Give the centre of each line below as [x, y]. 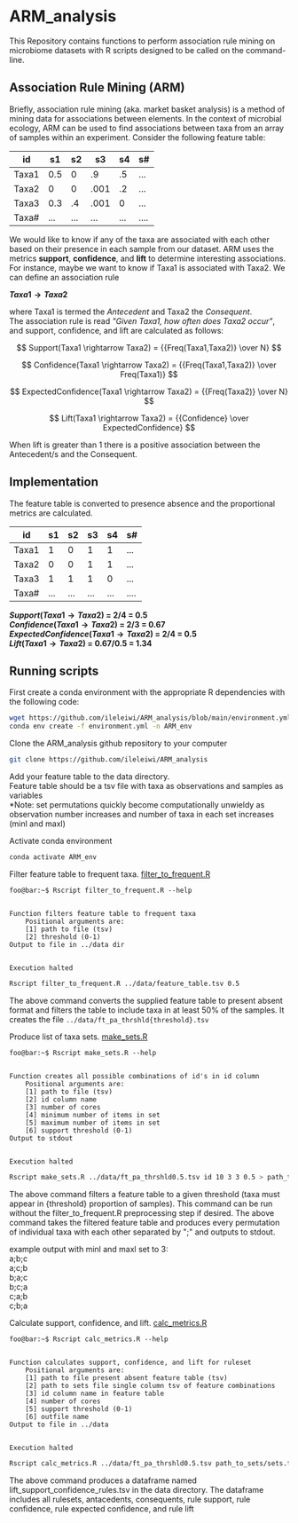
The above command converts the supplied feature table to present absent [146, 1000]
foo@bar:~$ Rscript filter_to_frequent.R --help [101, 890]
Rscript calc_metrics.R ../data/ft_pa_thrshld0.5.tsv [111, 1463]
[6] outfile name [57, 1416]
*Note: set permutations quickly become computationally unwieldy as [137, 805]
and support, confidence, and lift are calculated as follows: [117, 330]
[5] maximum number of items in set [93, 1123]
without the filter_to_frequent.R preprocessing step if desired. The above [142, 1212]
